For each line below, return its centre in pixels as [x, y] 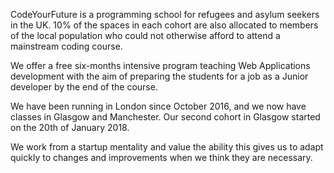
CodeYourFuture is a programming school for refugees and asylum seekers [165, 14]
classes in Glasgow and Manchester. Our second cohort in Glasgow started [165, 117]
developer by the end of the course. [84, 87]
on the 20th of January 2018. [70, 127]
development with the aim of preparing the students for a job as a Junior [159, 76]
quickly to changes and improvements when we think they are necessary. [161, 157]
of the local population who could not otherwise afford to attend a [145, 35]
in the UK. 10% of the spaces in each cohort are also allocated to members [164, 25]
